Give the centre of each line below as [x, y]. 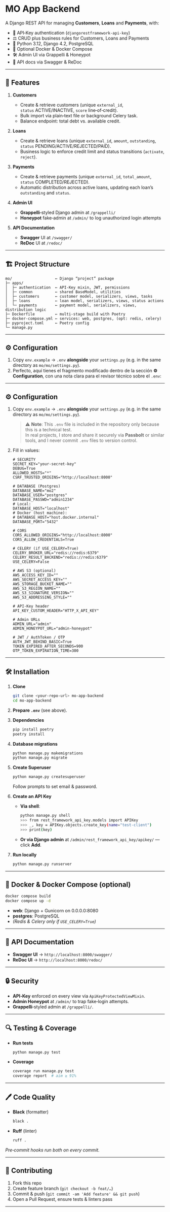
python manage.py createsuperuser [49, 777]
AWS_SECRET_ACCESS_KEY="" [40, 580]
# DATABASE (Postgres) [36, 486]
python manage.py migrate [40, 758]
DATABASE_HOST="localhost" [41, 508]
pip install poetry [33, 729]
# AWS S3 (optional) [34, 571]
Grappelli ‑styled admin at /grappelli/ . [53, 1007]
